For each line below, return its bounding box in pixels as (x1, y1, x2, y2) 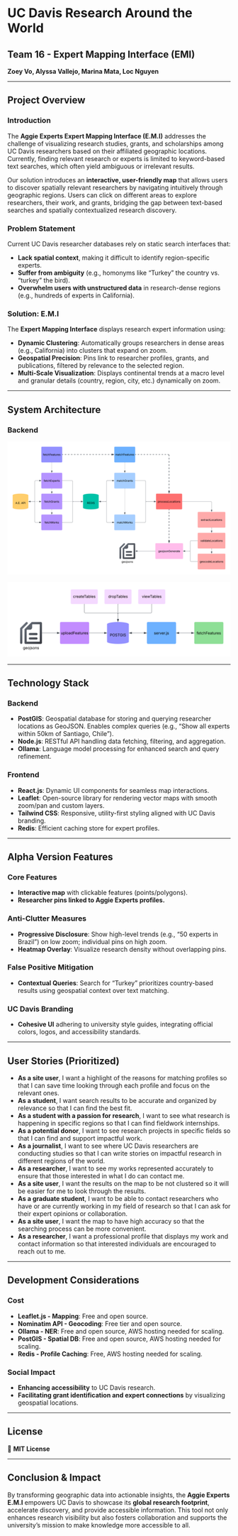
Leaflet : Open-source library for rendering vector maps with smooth (17, 794, 217, 802)
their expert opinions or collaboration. (17, 1209, 128, 1218)
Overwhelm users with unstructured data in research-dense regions (17, 283, 221, 292)
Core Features (7, 872, 57, 882)
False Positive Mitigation (7, 962, 94, 972)
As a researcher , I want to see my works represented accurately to (17, 1164, 214, 1173)
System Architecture (7, 403, 101, 416)
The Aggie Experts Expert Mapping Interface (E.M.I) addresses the (7, 131, 207, 140)
